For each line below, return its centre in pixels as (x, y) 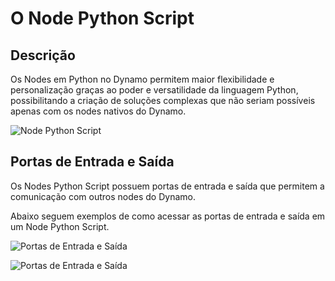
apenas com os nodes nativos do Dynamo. (98, 111)
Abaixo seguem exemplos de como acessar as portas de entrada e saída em (168, 216)
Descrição (43, 55)
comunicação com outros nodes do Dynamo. (103, 196)
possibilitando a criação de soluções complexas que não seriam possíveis (163, 100)
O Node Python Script (102, 18)
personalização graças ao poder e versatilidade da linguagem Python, (154, 90)
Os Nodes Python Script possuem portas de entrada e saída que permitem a (167, 186)
